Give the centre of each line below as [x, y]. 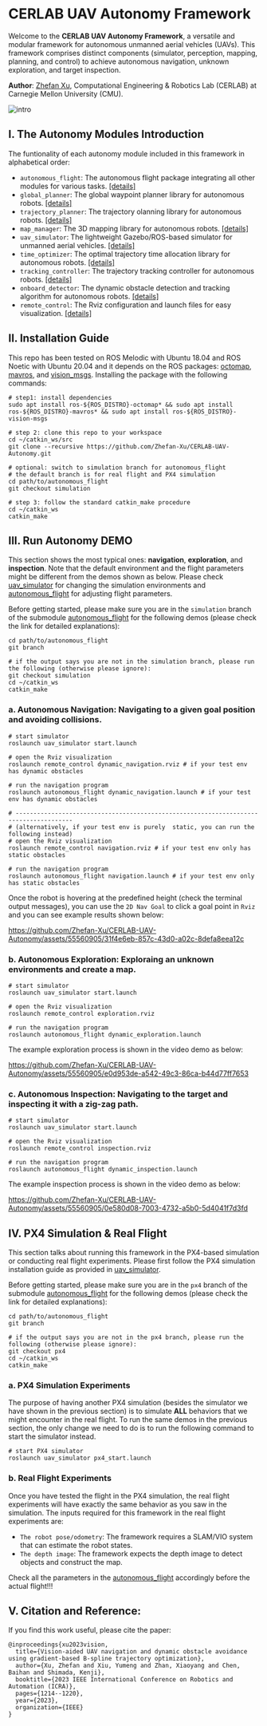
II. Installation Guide [59, 339]
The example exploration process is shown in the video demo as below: [126, 1049]
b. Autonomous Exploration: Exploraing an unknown [111, 959]
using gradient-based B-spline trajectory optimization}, [106, 1659]
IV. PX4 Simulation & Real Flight [88, 1233]
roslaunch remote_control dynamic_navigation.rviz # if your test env [128, 764]
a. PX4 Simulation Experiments [69, 1385]
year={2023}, [37, 1700]
